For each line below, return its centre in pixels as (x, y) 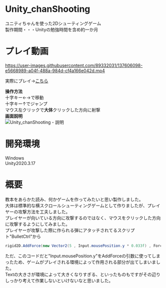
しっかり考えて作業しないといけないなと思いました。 (59, 281)
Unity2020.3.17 (20, 163)
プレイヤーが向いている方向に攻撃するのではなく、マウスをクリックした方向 (83, 218)
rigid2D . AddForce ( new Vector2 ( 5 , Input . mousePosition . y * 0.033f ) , (78, 246)
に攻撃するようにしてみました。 (38, 224)
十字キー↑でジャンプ (26, 103)
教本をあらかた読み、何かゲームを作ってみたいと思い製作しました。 (74, 199)
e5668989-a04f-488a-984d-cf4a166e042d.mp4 (55, 71)
